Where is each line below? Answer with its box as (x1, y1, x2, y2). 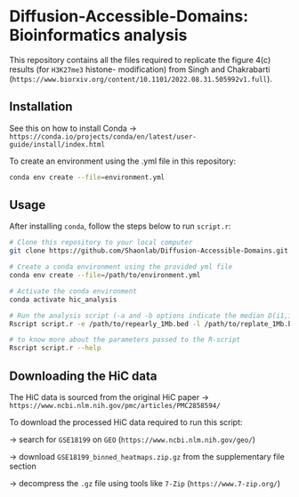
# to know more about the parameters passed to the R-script (9, 335, 241, 344)
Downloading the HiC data (9, 368, 158, 383)
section (9, 461, 37, 471)
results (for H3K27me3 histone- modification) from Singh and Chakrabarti (9, 64, 271, 75)
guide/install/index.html (9, 140, 105, 148)
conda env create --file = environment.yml (9, 172, 166, 181)
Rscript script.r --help (9, 344, 101, 353)
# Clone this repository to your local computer (9, 238, 193, 247)
